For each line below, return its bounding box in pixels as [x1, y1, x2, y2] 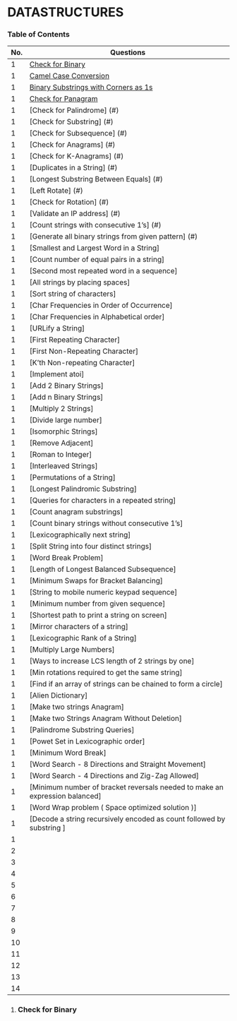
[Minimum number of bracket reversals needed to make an [29, 782, 224, 792]
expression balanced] [29, 792, 102, 801]
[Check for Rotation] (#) [29, 197, 109, 207]
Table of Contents [7, 30, 71, 40]
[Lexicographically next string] [29, 530, 131, 540]
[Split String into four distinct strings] [29, 542, 152, 551]
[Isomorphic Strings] [29, 426, 98, 436]
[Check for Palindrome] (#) [29, 105, 119, 115]
